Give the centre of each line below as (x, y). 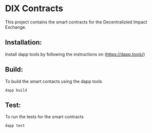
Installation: (24, 43)
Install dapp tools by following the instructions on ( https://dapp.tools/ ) (75, 54)
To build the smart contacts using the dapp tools (54, 81)
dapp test (15, 126)
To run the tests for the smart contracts (44, 117)
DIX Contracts (34, 9)
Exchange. (16, 27)
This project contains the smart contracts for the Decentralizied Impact (76, 22)
